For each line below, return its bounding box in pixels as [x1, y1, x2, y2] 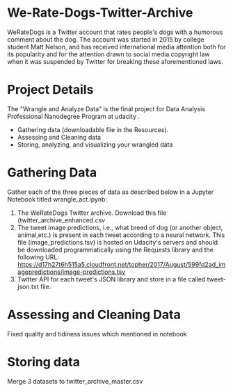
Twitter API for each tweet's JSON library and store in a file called [17, 275, 206, 283]
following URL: [17, 252, 59, 261]
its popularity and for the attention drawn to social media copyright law [7, 50, 210, 58]
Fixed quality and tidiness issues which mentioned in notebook [7, 329, 187, 338]
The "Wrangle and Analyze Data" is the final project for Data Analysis [7, 104, 205, 113]
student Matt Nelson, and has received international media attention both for [7, 42, 226, 51]
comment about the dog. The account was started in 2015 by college [7, 35, 204, 43]
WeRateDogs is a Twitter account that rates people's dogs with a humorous [7, 28, 223, 36]
